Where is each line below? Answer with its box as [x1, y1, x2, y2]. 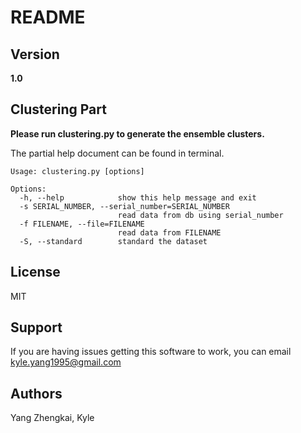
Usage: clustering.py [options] [10, 166, 145, 176]
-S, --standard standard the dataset [19, 236, 208, 246]
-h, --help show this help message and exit [19, 192, 257, 203]
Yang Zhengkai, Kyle [10, 412, 95, 424]
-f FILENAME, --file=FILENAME [19, 219, 145, 229]
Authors [10, 385, 63, 402]
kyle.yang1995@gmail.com [10, 356, 122, 368]
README [10, 6, 86, 29]
